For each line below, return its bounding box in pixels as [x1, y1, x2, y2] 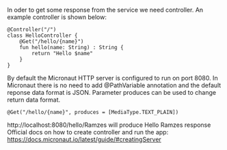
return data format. [7, 95, 61, 104]
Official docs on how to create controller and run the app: [7, 128, 169, 136]
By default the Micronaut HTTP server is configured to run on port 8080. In [7, 74, 218, 82]
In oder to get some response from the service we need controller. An [7, 6, 204, 14]
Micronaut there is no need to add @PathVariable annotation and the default [7, 81, 222, 89]
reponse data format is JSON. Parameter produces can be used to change [7, 89, 217, 96]
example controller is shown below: [7, 13, 107, 21]
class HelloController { [7, 32, 78, 39]
